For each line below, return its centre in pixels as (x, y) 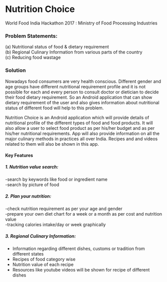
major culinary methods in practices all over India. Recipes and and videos (82, 139)
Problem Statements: (31, 36)
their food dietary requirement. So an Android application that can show (79, 97)
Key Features (19, 155)
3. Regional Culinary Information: (41, 236)
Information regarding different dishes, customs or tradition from (79, 249)
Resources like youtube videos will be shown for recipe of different (81, 270)
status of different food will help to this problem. (54, 108)
